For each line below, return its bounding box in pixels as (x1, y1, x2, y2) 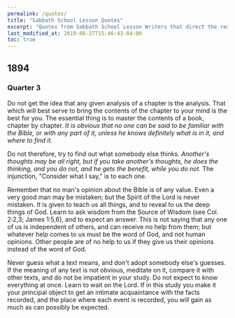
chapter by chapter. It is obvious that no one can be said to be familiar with (7, 121, 224, 129)
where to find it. (7, 136, 53, 144)
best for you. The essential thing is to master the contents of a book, (7, 113, 204, 122)
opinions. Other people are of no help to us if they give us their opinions (7, 237, 215, 245)
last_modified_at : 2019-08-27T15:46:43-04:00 (7, 29, 142, 37)
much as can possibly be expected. (7, 303, 110, 311)
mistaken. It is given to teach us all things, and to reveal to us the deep (7, 200, 210, 208)
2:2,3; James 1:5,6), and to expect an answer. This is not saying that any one (7, 215, 227, 224)
